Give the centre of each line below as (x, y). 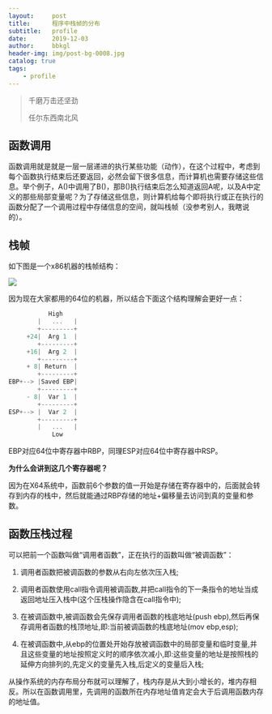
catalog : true (32, 62)
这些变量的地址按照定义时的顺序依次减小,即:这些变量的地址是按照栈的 (143, 654)
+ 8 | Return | (52, 367)
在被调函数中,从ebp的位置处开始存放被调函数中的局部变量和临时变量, (135, 643)
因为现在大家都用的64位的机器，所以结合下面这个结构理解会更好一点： (126, 299)
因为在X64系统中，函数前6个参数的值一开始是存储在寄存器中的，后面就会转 (134, 485)
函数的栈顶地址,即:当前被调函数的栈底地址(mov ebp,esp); (143, 626)
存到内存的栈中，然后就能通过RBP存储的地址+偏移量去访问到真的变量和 (127, 496)
